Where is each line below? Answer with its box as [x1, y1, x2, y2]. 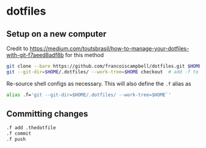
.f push [6, 136, 26, 142]
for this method [65, 51, 104, 59]
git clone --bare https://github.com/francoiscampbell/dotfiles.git [6, 63, 185, 69]
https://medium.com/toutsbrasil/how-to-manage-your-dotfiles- [29, 45, 189, 52]
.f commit [6, 130, 32, 137]
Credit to [6, 45, 29, 52]
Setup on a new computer [6, 29, 107, 39]
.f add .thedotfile [6, 125, 56, 131]
